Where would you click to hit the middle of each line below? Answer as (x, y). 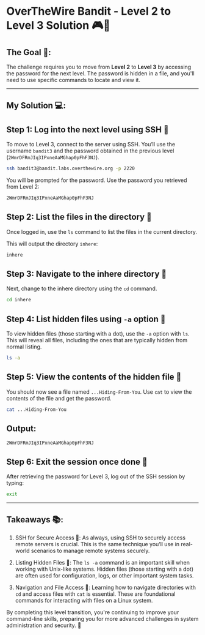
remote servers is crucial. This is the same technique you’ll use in (97, 544)
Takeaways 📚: (35, 520)
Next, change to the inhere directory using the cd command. (82, 288)
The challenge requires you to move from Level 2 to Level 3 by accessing (99, 67)
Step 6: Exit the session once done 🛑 (77, 461)
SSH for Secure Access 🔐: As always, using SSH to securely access (100, 538)
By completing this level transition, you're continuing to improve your (93, 612)
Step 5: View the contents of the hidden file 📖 (94, 377)
